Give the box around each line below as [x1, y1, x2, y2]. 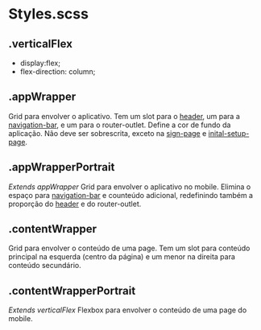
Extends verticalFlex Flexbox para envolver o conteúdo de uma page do [8, 305, 247, 315]
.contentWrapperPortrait [8, 283, 136, 298]
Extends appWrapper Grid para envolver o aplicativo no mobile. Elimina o [8, 182, 251, 192]
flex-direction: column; [19, 67, 96, 76]
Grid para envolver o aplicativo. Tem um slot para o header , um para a [8, 111, 240, 121]
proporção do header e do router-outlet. [8, 199, 142, 208]
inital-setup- [208, 128, 250, 138]
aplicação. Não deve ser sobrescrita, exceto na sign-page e [8, 128, 207, 138]
